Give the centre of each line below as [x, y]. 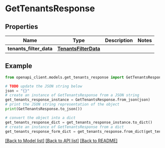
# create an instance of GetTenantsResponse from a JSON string [72, 95]
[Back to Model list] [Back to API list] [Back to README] [61, 141]
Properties [22, 27]
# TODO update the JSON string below [44, 86]
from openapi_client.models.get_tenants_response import [65, 77]
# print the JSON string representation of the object [62, 104]
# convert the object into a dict [41, 118]
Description [119, 40]
